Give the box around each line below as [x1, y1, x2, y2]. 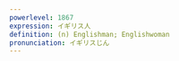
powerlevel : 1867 [9, 13, 74, 22]
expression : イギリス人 [9, 22, 91, 30]
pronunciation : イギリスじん [9, 38, 110, 48]
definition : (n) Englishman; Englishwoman [9, 30, 170, 39]
